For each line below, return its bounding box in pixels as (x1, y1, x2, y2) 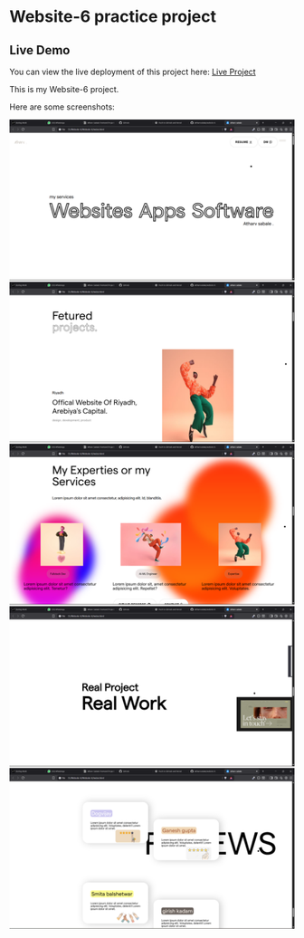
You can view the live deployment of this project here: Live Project (9, 66, 256, 77)
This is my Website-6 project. (9, 84, 119, 94)
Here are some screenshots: (9, 101, 115, 112)
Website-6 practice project (9, 6, 217, 27)
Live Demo (9, 43, 71, 58)
